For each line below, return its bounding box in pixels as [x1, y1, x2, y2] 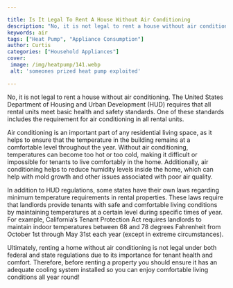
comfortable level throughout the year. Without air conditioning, [7, 143, 189, 151]
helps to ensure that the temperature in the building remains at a [7, 136, 191, 144]
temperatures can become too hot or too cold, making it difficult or [7, 150, 198, 159]
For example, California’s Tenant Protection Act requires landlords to [7, 215, 202, 224]
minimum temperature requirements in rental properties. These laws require [7, 193, 224, 201]
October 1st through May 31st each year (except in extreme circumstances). [7, 230, 224, 238]
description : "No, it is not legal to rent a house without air [7, 22, 197, 30]
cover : [7, 55, 26, 62]
